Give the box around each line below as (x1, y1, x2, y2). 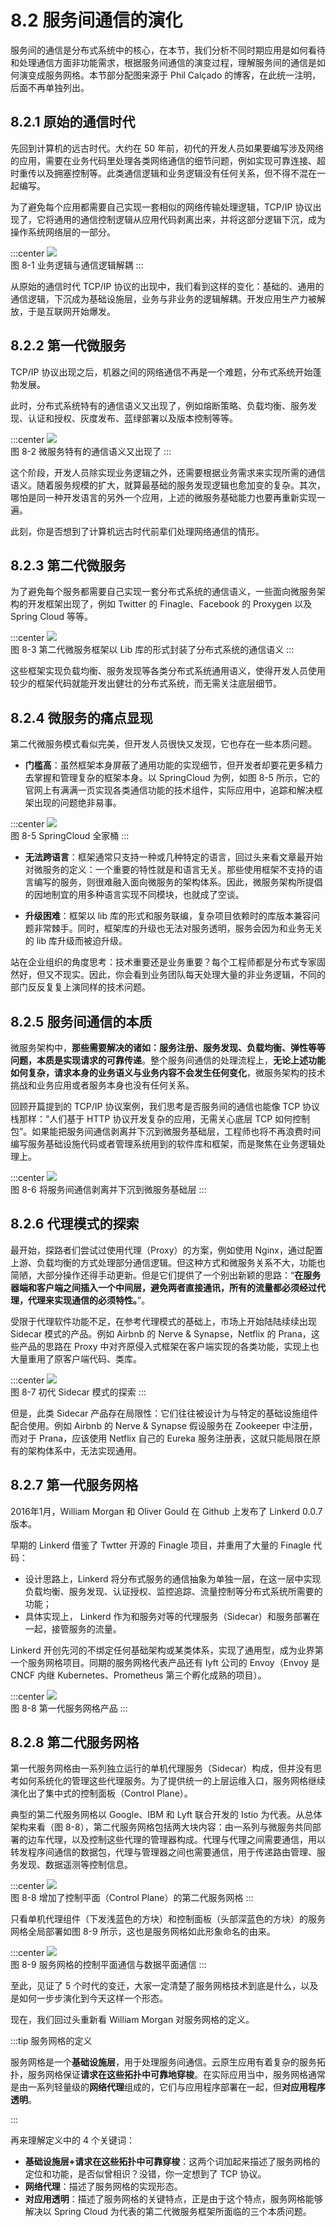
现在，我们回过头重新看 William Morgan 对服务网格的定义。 (10, 2014, 255, 2026)
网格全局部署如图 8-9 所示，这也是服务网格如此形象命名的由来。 (10, 1926, 276, 1938)
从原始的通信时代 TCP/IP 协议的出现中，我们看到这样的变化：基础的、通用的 (10, 280, 325, 292)
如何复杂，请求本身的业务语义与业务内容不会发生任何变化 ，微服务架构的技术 (10, 1067, 326, 1078)
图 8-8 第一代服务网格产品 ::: (10, 1702, 128, 1714)
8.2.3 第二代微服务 (10, 557, 127, 574)
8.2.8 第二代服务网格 (10, 1734, 140, 1751)
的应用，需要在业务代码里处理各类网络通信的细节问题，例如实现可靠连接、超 (10, 154, 326, 166)
